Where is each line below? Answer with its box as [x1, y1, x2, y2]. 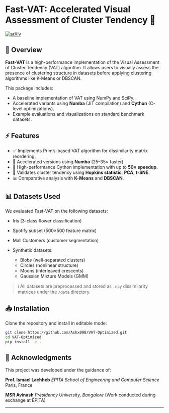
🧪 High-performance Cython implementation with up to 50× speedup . [12, 164, 158, 170]
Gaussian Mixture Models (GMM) [20, 273, 89, 279]
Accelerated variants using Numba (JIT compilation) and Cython [12, 100, 147, 106]
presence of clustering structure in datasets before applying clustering [5, 70, 152, 76]
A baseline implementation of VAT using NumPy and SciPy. [12, 95, 135, 101]
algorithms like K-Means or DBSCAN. [5, 75, 82, 81]
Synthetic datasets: [12, 247, 53, 253]
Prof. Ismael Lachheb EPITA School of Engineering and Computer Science [5, 377, 160, 383]
